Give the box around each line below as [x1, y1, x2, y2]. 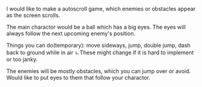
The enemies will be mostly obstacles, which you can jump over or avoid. [6, 68, 191, 75]
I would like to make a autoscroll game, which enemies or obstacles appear [6, 5, 196, 12]
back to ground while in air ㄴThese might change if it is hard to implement [6, 49, 194, 56]
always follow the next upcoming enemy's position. [6, 30, 136, 37]
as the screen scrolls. [6, 12, 61, 19]
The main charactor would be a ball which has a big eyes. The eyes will [6, 24, 186, 30]
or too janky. [6, 56, 38, 63]
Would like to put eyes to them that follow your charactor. [6, 74, 151, 81]
